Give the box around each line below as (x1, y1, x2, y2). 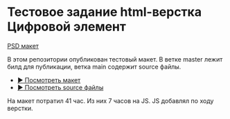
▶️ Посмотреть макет (17, 75, 81, 84)
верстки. (7, 104, 33, 112)
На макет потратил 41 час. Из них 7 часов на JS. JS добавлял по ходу (7, 96, 214, 104)
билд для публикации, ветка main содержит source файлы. (7, 62, 182, 71)
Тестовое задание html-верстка (7, 4, 202, 20)
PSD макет (7, 42, 39, 50)
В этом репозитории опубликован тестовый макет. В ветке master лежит (7, 55, 223, 63)
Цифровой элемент (7, 19, 127, 35)
